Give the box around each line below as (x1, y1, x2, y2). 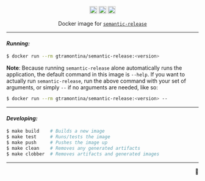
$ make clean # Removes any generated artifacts (6, 145, 140, 151)
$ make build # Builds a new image (6, 128, 105, 135)
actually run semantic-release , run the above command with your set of (6, 77, 186, 85)
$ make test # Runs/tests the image (6, 134, 111, 140)
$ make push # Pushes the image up (6, 139, 108, 146)
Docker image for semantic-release (57, 20, 148, 27)
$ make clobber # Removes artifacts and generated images (6, 150, 160, 157)
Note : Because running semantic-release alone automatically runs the (6, 64, 182, 72)
